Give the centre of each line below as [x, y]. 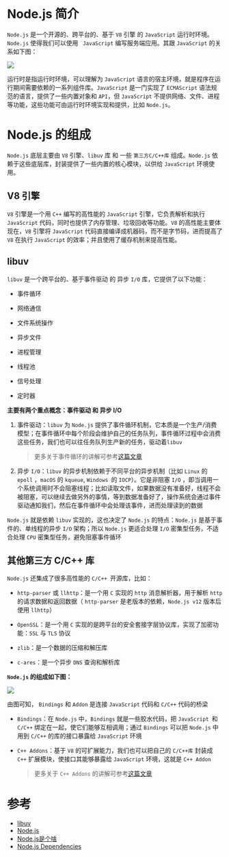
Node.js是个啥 [37, 839]
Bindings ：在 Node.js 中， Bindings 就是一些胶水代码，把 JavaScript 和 [117, 719]
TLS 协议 [59, 633]
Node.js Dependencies [49, 847]
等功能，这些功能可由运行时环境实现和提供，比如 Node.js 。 [91, 104]
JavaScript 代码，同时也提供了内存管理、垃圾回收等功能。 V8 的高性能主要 [111, 222]
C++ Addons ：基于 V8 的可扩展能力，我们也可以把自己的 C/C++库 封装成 [115, 751]
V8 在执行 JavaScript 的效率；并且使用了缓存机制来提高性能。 [94, 239]
